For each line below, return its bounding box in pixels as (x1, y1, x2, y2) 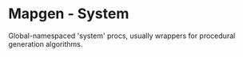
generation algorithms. (8, 39, 83, 48)
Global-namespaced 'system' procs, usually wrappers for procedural (8, 31, 236, 40)
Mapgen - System (8, 5, 129, 23)
